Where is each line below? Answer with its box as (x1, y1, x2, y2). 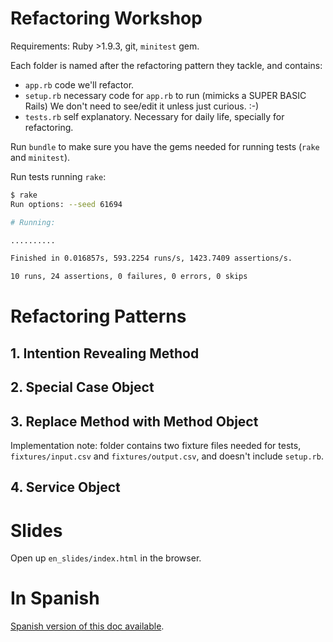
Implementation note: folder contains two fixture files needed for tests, (10, 439, 302, 451)
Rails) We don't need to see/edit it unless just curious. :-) (24, 100, 260, 112)
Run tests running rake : (10, 170, 107, 182)
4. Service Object (10, 479, 121, 496)
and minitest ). (10, 151, 71, 163)
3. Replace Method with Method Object (10, 413, 259, 430)
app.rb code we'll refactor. (24, 78, 135, 91)
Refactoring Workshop (10, 7, 203, 30)
